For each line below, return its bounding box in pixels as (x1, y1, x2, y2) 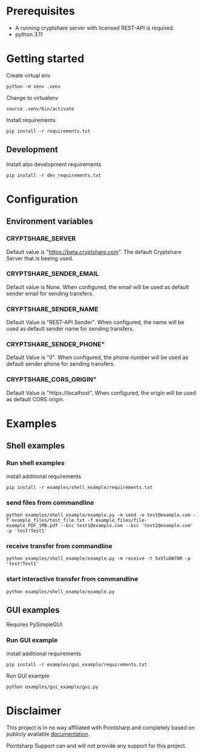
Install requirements (6, 116, 56, 123)
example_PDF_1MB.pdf (6, 522, 59, 528)
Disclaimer (6, 704, 62, 718)
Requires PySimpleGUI (6, 621, 62, 628)
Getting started (6, 52, 85, 66)
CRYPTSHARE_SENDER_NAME (6, 305, 99, 313)
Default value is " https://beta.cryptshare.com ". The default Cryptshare (6, 248, 181, 255)
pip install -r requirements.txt (6, 128, 91, 134)
